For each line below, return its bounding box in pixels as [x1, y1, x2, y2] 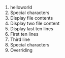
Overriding [10, 47, 33, 53]
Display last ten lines [10, 26, 53, 32]
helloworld [10, 5, 32, 10]
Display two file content [10, 20, 60, 26]
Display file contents [10, 15, 53, 21]
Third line [10, 36, 30, 42]
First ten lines [10, 31, 39, 37]
